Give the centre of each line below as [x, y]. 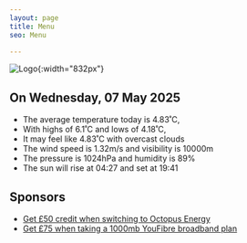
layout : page [34, 18]
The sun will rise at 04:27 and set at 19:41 [100, 168]
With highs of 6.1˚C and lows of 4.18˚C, [94, 130]
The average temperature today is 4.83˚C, [101, 120]
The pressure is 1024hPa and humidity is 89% [109, 158]
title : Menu [32, 26]
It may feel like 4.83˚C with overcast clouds [103, 139]
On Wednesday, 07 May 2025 [95, 97]
